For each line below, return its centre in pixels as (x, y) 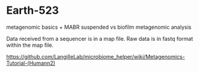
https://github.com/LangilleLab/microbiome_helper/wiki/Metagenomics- (96, 56)
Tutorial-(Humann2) (31, 63)
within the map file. (30, 45)
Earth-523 (33, 10)
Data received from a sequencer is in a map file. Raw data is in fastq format (100, 38)
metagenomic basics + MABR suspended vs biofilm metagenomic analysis (99, 27)
